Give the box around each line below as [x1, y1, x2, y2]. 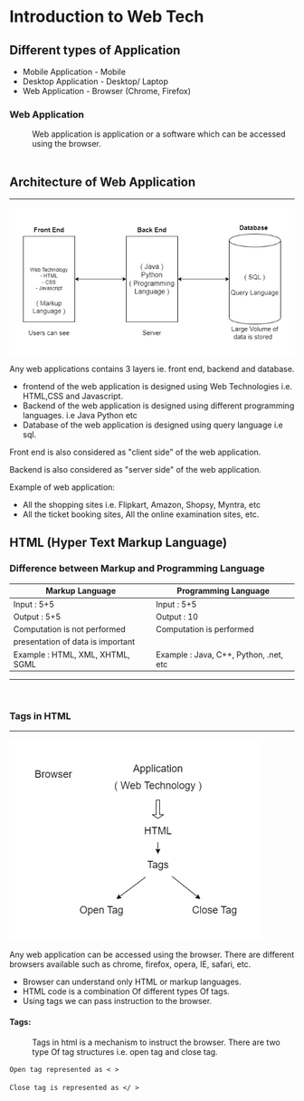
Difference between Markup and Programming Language [9, 562, 265, 575]
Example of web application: [9, 482, 116, 493]
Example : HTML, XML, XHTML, [13, 649, 131, 660]
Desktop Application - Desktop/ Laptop [22, 76, 169, 87]
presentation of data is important [13, 637, 136, 647]
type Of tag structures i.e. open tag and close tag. [32, 1046, 219, 1057]
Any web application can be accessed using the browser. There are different [9, 949, 295, 961]
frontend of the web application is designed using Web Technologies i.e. [22, 381, 293, 392]
